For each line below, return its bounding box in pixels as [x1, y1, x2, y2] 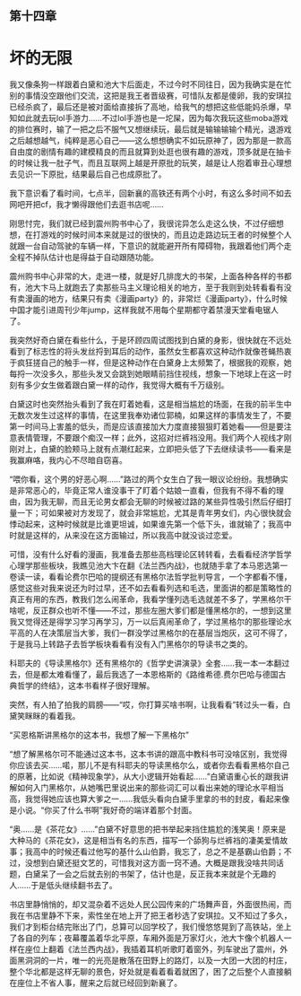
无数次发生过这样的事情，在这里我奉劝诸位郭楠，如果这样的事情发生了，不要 [9, 410, 292, 421]
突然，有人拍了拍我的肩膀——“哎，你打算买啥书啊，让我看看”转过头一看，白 [9, 699, 291, 711]
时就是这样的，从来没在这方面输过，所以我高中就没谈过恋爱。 [9, 530, 237, 541]
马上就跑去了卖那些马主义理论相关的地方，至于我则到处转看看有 [47, 282, 284, 293]
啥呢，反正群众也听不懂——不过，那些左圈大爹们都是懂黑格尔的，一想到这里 [9, 605, 292, 616]
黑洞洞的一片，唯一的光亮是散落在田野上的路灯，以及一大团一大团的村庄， [16, 955, 292, 966]
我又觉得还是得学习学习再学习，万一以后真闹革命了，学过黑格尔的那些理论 [9, 616, 284, 627]
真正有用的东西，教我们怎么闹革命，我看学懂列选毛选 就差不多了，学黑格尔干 [9, 594, 292, 605]
